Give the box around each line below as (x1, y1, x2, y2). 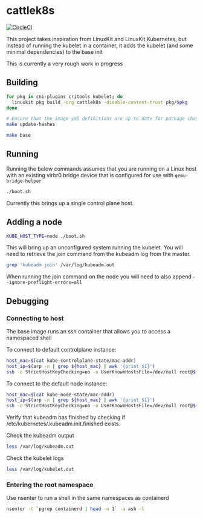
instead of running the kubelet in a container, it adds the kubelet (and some (6, 42, 193, 49)
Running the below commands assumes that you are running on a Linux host (6, 165, 197, 172)
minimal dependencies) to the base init (6, 48, 103, 55)
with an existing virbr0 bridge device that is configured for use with (6, 171, 174, 179)
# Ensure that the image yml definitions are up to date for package (6, 116, 185, 122)
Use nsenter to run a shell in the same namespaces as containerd (6, 494, 169, 502)
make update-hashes (6, 122, 56, 128)
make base (6, 133, 31, 139)
